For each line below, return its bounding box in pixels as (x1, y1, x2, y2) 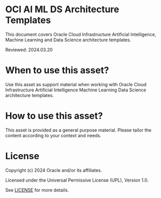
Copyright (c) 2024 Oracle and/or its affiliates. (5, 167, 102, 173)
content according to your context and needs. (5, 132, 101, 138)
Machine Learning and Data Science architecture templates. (5, 37, 131, 43)
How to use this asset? (5, 110, 103, 122)
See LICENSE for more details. (5, 187, 69, 193)
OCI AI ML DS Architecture (5, 4, 120, 15)
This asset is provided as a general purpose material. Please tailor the (5, 127, 152, 133)
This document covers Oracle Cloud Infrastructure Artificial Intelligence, (5, 31, 156, 37)
